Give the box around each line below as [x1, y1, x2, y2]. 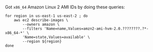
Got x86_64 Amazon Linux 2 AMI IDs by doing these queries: [5, 4, 125, 10]
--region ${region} [22, 39, 62, 44]
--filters [22, 26, 42, 31]
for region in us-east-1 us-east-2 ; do [5, 14, 88, 18]
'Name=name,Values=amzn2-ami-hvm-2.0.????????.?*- [44, 26, 149, 31]
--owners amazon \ [22, 22, 60, 27]
